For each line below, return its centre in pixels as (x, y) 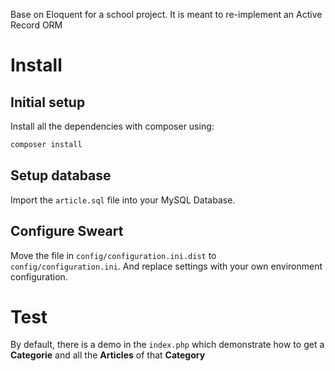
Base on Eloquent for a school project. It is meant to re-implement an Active (166, 14)
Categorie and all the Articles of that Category (108, 355)
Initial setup (48, 102)
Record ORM (36, 25)
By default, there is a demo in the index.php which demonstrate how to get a (167, 345)
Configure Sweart (67, 231)
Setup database (61, 175)
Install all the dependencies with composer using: (112, 126)
